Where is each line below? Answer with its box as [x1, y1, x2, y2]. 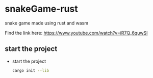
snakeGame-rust [5, 3, 79, 15]
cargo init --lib [12, 68, 49, 73]
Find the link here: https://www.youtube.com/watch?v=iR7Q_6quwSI [5, 30, 148, 36]
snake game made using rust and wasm [5, 20, 89, 26]
